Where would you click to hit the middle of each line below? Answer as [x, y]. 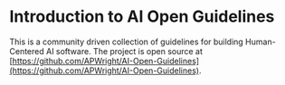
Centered [27, 51]
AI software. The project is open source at [124, 51]
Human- [261, 42]
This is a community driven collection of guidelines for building [127, 42]
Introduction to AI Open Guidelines [142, 17]
